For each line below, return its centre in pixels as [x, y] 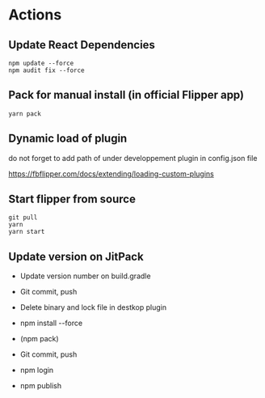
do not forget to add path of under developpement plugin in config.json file [133, 158]
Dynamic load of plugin [68, 139]
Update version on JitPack [76, 256]
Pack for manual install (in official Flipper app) [126, 95]
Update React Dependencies [82, 45]
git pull [23, 218]
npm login [37, 370]
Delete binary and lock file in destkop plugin [93, 307]
